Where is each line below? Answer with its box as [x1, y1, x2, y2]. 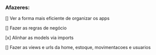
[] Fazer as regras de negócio [5, 25, 67, 31]
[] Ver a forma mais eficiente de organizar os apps [5, 15, 110, 21]
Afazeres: [5, 4, 30, 11]
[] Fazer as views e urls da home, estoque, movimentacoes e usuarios [5, 44, 151, 50]
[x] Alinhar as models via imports [5, 34, 74, 41]
